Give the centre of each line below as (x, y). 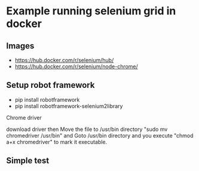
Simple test (28, 161)
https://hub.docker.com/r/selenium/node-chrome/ (76, 66)
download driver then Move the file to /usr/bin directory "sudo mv (87, 129)
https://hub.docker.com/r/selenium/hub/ (64, 60)
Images (20, 46)
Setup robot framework (50, 85)
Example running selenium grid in (91, 11)
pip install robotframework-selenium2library (69, 106)
